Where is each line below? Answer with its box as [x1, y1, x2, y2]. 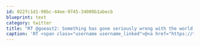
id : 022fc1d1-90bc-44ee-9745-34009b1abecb [6, 8, 113, 15]
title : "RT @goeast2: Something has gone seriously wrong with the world [6, 25, 193, 32]
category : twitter [6, 20, 52, 26]
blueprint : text [6, 14, 46, 20]
